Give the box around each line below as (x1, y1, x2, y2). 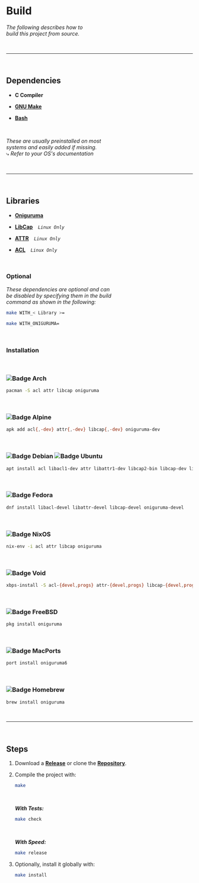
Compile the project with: (14, 771, 76, 778)
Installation (6, 346, 40, 354)
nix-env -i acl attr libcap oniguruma (6, 543, 102, 549)
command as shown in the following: (6, 298, 97, 306)
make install (14, 872, 47, 878)
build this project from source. (6, 30, 80, 37)
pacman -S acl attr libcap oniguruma (6, 388, 99, 394)
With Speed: (14, 839, 46, 846)
